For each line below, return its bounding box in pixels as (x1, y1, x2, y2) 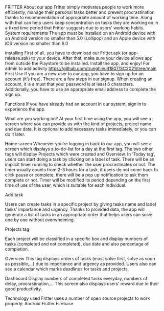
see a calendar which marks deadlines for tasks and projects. (5, 266, 129, 272)
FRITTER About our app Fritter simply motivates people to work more (5, 4, 144, 10)
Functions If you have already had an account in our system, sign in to (5, 101, 146, 107)
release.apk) (5, 55, 30, 61)
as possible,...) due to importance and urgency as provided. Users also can (5, 261, 157, 267)
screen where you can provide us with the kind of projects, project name (5, 121, 152, 127)
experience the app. (5, 106, 46, 112)
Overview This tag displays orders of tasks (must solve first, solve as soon (5, 256, 155, 261)
